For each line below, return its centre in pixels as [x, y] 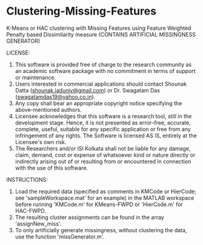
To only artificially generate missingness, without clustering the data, [101, 230]
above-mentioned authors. [48, 109]
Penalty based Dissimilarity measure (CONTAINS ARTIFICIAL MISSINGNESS [101, 34]
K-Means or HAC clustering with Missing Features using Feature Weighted [99, 28]
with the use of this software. [52, 168]
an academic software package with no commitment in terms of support [105, 71]
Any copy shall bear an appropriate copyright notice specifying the [98, 103]
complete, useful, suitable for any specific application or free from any [103, 129]
